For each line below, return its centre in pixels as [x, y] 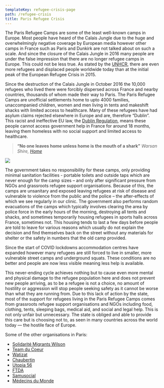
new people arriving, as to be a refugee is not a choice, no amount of [75, 283]
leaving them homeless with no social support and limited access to [73, 131]
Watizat [20, 355]
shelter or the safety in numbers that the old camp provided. [66, 238]
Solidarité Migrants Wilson [39, 344]
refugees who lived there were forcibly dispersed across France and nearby [82, 90]
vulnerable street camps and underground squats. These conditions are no [81, 258]
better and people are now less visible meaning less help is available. [75, 263]
